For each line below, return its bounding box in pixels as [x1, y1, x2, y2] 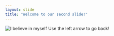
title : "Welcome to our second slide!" [5, 12, 88, 17]
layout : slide [5, 7, 35, 12]
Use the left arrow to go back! [48, 25, 110, 31]
